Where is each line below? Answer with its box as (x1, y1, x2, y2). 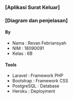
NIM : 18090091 (12, 46, 44, 51)
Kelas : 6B (12, 50, 33, 56)
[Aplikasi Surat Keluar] (5, 4, 60, 11)
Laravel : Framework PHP (12, 73, 64, 78)
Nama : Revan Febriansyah (12, 40, 67, 46)
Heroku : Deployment (12, 88, 55, 94)
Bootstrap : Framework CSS (12, 78, 69, 84)
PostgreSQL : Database (12, 83, 60, 89)
